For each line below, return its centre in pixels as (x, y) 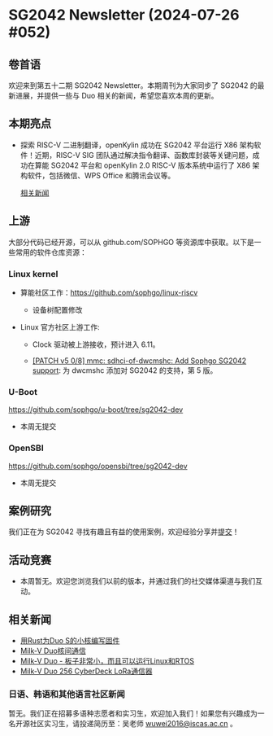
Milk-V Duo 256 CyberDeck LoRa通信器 (86, 671)
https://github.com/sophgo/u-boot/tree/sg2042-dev (96, 410)
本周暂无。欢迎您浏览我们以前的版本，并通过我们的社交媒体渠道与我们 (138, 581)
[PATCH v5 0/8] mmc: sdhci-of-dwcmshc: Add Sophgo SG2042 (139, 361)
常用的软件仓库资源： (51, 252)
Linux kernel (33, 274)
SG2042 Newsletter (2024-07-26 (124, 15)
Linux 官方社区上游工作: (60, 326)
